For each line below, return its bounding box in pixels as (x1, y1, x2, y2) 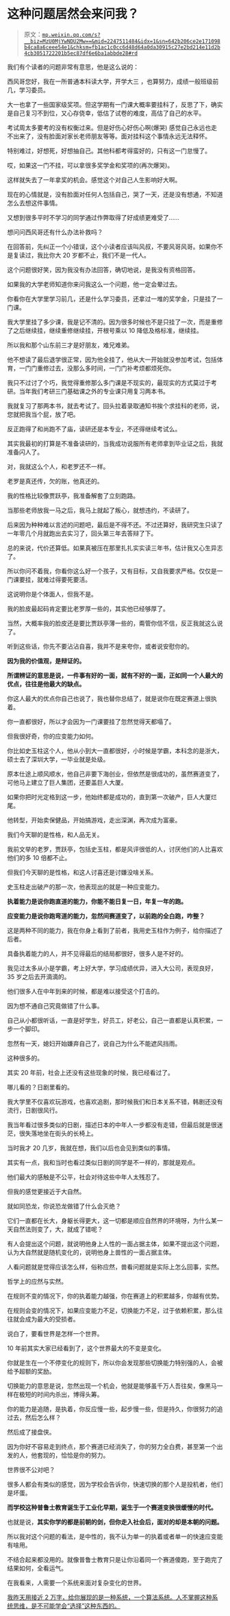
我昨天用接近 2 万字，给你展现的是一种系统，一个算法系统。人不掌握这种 (7, 1593, 212, 1601)
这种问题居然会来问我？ (7, 6, 140, 22)
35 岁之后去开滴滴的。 (7, 972, 71, 981)
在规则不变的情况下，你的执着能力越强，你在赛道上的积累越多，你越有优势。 (7, 1291, 223, 1300)
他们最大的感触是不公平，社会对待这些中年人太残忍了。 (7, 1172, 163, 1181)
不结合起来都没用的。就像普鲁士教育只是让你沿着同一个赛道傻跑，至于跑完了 (7, 1555, 223, 1563)
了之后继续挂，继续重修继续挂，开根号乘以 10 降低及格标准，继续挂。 (7, 326, 203, 334)
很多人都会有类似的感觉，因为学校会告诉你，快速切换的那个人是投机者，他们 (7, 1480, 223, 1488)
